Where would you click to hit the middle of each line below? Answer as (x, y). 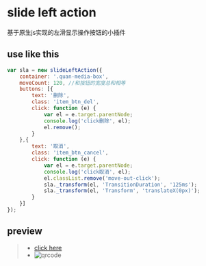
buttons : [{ (36, 89)
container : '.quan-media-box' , (64, 77)
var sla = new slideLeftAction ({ (55, 70)
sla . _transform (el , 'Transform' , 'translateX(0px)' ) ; (122, 191)
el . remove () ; (62, 127)
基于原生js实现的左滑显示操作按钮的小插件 (66, 32)
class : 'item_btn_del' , (65, 102)
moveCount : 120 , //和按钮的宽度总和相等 (73, 83)
